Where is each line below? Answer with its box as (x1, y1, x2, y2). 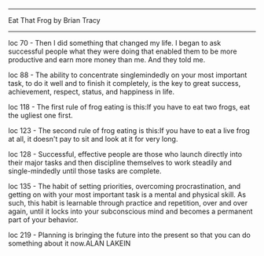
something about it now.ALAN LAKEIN (8, 239, 131, 248)
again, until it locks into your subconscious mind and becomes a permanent (8, 206, 253, 216)
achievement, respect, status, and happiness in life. (8, 87, 175, 96)
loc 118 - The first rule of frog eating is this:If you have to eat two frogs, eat (8, 102, 251, 111)
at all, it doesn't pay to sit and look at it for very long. (8, 135, 178, 143)
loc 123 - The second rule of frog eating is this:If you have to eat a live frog (8, 126, 250, 135)
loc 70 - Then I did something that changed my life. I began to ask (8, 39, 222, 47)
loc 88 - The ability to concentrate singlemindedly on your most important (8, 70, 247, 80)
